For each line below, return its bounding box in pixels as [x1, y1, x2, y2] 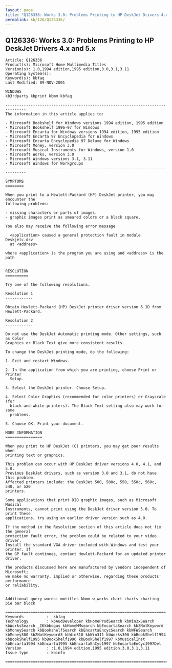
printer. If [5, 547, 31, 552]
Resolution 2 [5, 318, 33, 323]
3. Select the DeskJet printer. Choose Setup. [5, 385, 106, 390]
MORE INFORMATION [5, 430, 42, 436]
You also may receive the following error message [5, 224, 116, 229]
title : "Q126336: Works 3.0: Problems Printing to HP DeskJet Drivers [5, 12, 159, 17]
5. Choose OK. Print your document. [5, 421, 83, 426]
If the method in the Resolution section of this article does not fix [5, 524, 161, 530]
